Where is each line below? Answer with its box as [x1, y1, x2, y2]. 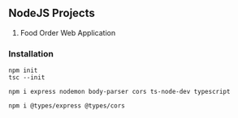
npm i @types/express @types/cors [8, 102, 126, 110]
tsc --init [8, 74, 45, 82]
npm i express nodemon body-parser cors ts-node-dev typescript [8, 88, 231, 96]
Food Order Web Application [19, 27, 116, 37]
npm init [8, 66, 38, 75]
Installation [8, 48, 54, 59]
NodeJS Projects [8, 6, 96, 20]
